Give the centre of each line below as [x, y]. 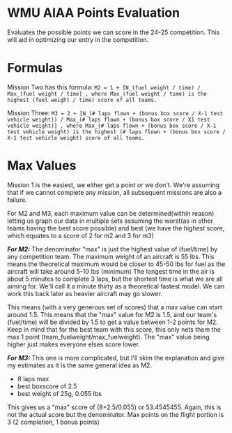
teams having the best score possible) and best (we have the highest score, [116, 228]
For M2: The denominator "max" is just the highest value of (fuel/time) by [113, 249]
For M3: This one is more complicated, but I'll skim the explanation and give [116, 358]
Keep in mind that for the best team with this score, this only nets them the [114, 329]
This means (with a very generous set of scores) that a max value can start [115, 307]
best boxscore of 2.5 [47, 386]
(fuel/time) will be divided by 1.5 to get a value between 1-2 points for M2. [113, 322]
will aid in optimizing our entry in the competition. [78, 39]
